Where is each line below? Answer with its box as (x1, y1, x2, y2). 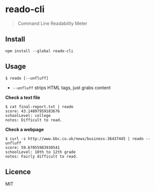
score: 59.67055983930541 (5, 145, 60, 150)
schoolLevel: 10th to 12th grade (5, 149, 76, 155)
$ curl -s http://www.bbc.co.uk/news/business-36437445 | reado (5, 136, 144, 141)
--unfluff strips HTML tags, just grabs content (12, 85, 111, 91)
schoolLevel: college (5, 113, 51, 118)
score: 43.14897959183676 (5, 108, 60, 113)
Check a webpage (5, 126, 44, 132)
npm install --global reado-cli (5, 48, 73, 54)
